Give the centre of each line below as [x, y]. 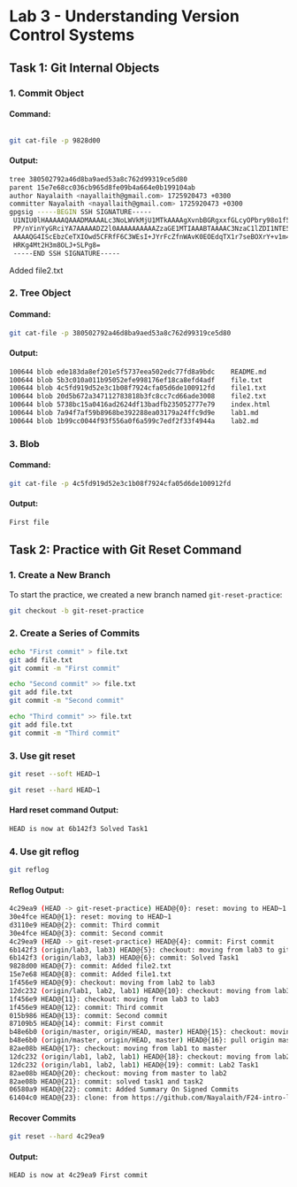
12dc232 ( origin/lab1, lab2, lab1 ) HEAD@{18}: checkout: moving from [140, 1056]
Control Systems [72, 35]
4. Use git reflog [44, 852]
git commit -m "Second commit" [67, 701]
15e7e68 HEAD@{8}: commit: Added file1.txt [91, 975]
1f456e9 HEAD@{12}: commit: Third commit [87, 1007]
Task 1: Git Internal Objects [84, 68]
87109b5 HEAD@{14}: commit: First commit [87, 1024]
